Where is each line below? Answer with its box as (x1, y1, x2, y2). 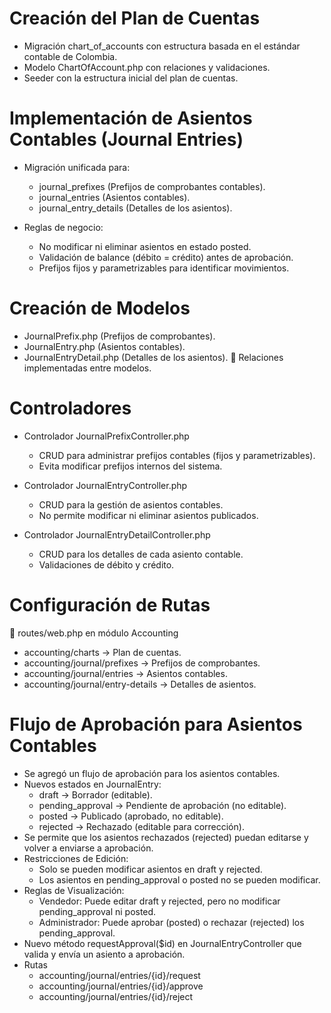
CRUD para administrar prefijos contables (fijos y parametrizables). (38, 449, 316, 461)
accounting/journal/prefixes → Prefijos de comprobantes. (23, 657, 261, 669)
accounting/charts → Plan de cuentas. (23, 646, 182, 658)
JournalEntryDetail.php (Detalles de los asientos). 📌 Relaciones (23, 351, 284, 363)
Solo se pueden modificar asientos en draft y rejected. (38, 863, 263, 875)
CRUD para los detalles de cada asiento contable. (38, 548, 244, 560)
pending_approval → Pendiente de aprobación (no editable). (38, 799, 287, 811)
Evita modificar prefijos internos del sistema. (38, 460, 223, 472)
